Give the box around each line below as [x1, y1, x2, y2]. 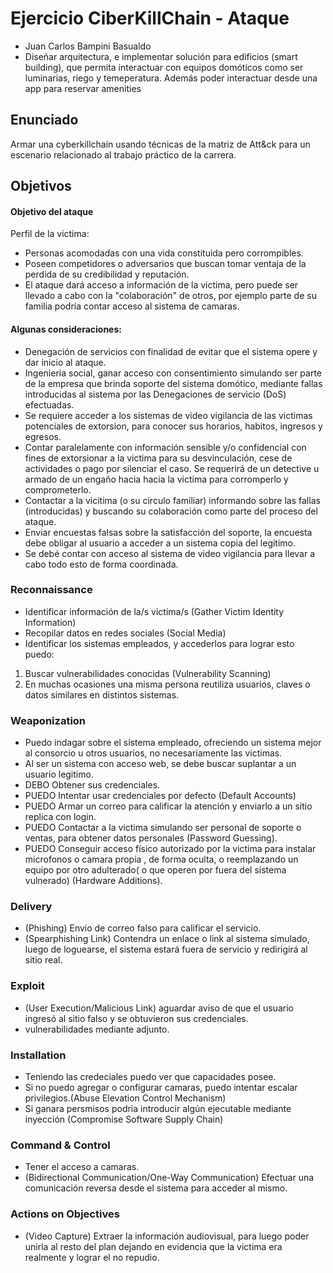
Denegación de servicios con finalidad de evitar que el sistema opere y [24, 345, 318, 357]
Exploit [10, 979, 45, 993]
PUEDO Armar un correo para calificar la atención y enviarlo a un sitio [24, 800, 313, 812]
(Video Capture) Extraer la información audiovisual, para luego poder [24, 1230, 310, 1242]
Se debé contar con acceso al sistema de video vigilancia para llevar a [24, 547, 316, 559]
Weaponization [10, 713, 87, 727]
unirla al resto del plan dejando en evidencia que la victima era [24, 1240, 283, 1252]
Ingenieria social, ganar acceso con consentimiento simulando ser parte [24, 367, 323, 379]
